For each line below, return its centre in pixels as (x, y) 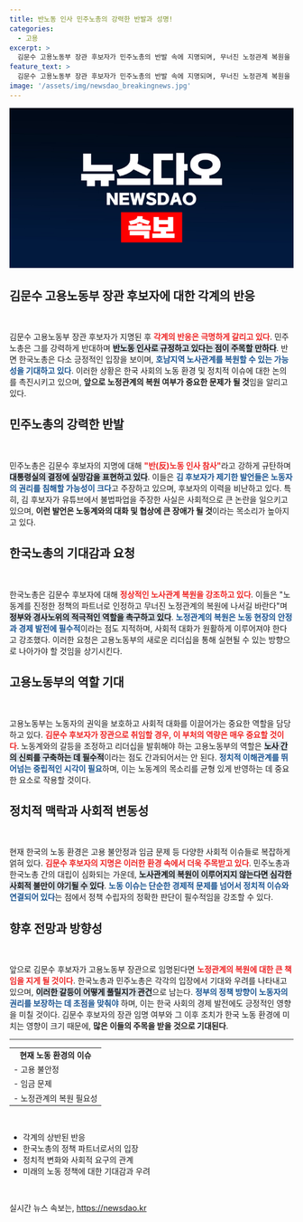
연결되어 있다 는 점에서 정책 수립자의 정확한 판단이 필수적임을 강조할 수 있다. (141, 897)
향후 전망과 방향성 (56, 928)
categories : (32, 28)
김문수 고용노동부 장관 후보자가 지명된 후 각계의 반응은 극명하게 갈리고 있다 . (141, 337)
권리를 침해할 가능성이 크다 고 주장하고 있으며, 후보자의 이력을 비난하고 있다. (150, 488)
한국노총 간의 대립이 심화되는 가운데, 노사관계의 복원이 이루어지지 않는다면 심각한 (151, 875)
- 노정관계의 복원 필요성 (55, 1098)
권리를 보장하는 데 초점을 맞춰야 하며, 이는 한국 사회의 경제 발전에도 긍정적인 (142, 1003)
